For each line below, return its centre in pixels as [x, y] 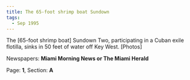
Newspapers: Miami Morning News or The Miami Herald [78, 59]
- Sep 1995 [25, 23]
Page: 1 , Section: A [30, 70]
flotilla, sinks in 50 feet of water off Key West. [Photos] [74, 47]
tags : [13, 18]
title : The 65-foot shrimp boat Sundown [58, 12]
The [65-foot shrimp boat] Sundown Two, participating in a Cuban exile [95, 41]
